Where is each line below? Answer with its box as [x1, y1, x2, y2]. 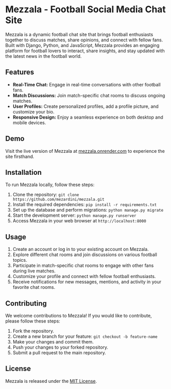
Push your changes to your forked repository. [12, 344, 109, 350]
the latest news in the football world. [5, 53, 82, 59]
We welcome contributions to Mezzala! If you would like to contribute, [5, 313, 152, 318]
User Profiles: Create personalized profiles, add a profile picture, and [12, 103, 159, 109]
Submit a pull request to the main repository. [12, 350, 106, 356]
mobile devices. [12, 119, 46, 126]
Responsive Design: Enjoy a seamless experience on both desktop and [12, 114, 163, 120]
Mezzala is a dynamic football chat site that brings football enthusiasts [5, 31, 153, 37]
